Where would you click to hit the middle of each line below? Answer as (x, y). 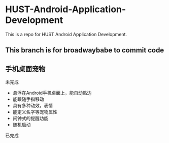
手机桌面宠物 (25, 69)
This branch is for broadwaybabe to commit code (85, 50)
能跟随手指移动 (28, 99)
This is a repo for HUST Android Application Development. (66, 34)
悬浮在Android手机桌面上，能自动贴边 (52, 93)
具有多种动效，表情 (33, 106)
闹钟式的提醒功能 (30, 119)
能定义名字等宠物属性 (35, 112)
